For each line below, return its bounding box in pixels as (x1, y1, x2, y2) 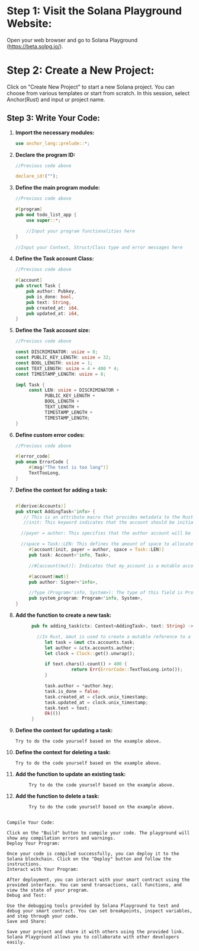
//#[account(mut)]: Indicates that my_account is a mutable (28, 563, 180, 569)
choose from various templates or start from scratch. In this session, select (7, 89, 190, 96)
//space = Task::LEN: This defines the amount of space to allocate (21, 541, 194, 547)
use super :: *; (26, 217, 61, 223)
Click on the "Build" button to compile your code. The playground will (7, 830, 190, 836)
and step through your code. (7, 914, 79, 919)
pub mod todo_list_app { (15, 212, 77, 218)
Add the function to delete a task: (15, 792, 99, 800)
